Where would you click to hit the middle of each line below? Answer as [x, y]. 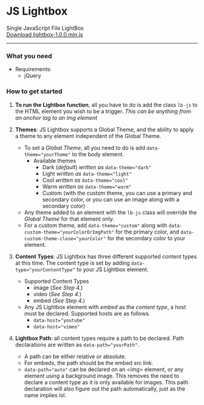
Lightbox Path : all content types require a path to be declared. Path [99, 338]
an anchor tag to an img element [56, 117]
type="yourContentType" [45, 270]
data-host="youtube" [59, 320]
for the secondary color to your [146, 238]
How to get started [34, 91]
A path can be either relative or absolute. [75, 356]
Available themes [55, 161]
